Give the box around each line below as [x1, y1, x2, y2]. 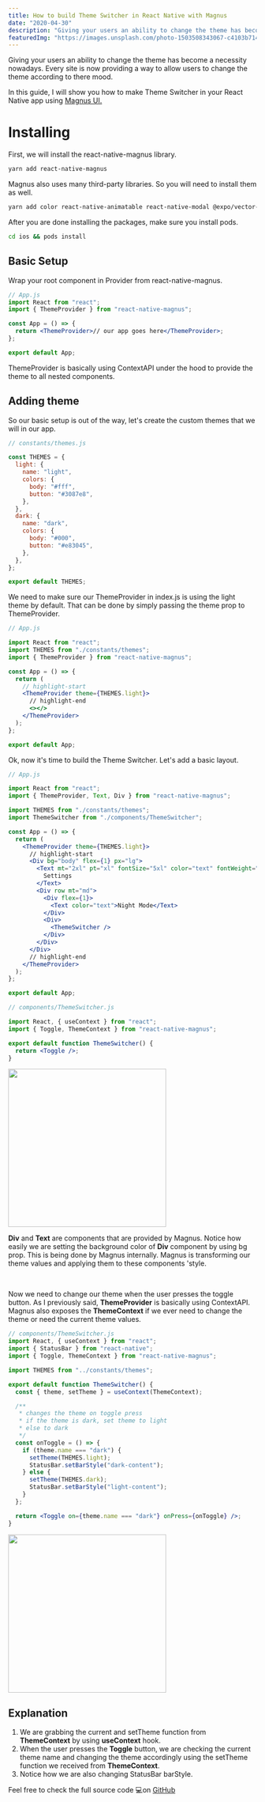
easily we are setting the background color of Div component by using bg [8, 1242, 248, 1251]
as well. [8, 187, 33, 198]
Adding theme [8, 395, 80, 408]
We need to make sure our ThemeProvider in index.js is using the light [8, 592, 236, 602]
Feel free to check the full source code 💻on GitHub [8, 1785, 176, 1795]
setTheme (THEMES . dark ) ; [28, 1476, 108, 1484]
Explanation [8, 1706, 69, 1720]
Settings [43, 872, 73, 880]
